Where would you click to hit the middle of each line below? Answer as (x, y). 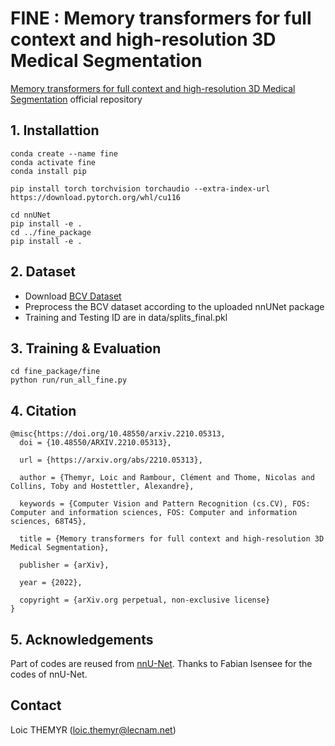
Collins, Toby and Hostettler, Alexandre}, (102, 487)
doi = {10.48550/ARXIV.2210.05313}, (95, 443)
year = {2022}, (51, 583)
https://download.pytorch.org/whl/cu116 (96, 197)
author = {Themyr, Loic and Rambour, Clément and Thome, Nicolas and (167, 478)
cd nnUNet (31, 215)
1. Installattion (55, 130)
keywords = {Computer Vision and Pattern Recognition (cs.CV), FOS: (165, 504)
